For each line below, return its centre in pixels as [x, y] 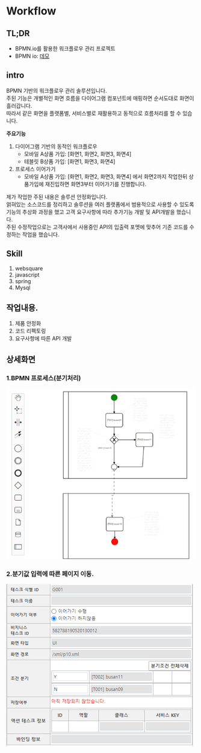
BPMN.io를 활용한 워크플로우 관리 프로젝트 [65, 48]
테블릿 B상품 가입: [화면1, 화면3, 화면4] [70, 161]
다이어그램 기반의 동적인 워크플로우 [56, 146]
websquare [29, 268]
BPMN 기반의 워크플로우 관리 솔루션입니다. [57, 90]
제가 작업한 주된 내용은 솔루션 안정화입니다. [57, 196]
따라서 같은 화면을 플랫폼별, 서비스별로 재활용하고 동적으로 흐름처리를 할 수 [94, 113]
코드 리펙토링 [30, 331]
